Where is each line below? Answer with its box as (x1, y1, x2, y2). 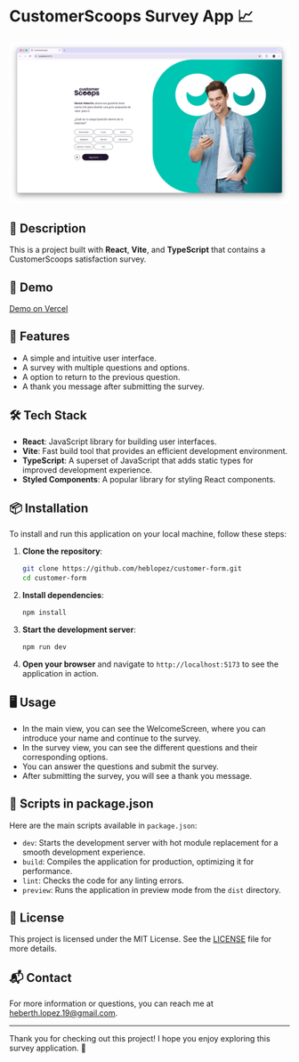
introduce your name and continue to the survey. (21, 733, 201, 743)
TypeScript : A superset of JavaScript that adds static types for (21, 455, 254, 466)
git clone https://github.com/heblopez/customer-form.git (21, 564, 242, 573)
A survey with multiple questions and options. (21, 361, 190, 373)
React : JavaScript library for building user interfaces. (21, 436, 217, 447)
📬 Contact (9, 970, 72, 985)
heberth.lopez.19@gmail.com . (9, 1008, 118, 1018)
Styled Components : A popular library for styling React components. (21, 474, 276, 484)
